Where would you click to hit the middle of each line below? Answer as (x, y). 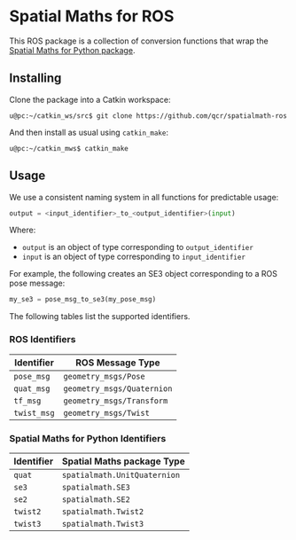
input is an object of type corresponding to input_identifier (134, 257)
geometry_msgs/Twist (107, 413)
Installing (35, 78)
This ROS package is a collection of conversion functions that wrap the (139, 41)
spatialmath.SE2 (96, 499)
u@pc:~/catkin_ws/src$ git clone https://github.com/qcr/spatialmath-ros (148, 116)
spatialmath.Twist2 (103, 511)
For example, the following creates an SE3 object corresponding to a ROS (143, 274)
